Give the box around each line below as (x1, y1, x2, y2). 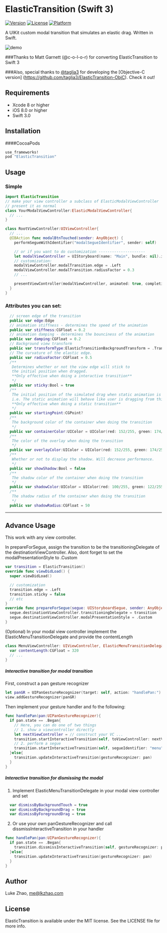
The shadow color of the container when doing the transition (11, 475, 143, 480)
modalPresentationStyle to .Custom (5, 555, 78, 561)
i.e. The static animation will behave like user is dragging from (11, 397, 155, 402)
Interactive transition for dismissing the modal (5, 775, 103, 781)
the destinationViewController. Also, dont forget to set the (5, 549, 123, 555)
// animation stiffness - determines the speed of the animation (9, 323, 148, 328)
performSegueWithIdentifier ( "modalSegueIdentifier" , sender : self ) (14, 240, 157, 245)
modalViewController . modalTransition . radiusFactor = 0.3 (14, 267, 135, 273)
